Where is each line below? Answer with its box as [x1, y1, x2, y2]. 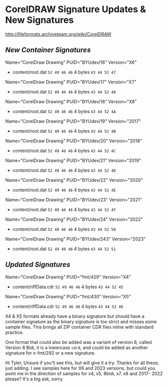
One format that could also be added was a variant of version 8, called [5, 339, 152, 345]
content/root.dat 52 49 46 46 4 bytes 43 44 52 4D [12, 167, 116, 173]
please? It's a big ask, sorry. [5, 376, 64, 382]
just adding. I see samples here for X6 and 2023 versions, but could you [5, 365, 155, 371]
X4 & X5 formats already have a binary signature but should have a [5, 313, 145, 319]
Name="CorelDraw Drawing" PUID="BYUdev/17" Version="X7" [5, 79, 137, 85]
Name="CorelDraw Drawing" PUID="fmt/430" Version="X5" [5, 293, 131, 299]
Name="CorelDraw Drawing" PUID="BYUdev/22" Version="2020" [5, 177, 143, 183]
